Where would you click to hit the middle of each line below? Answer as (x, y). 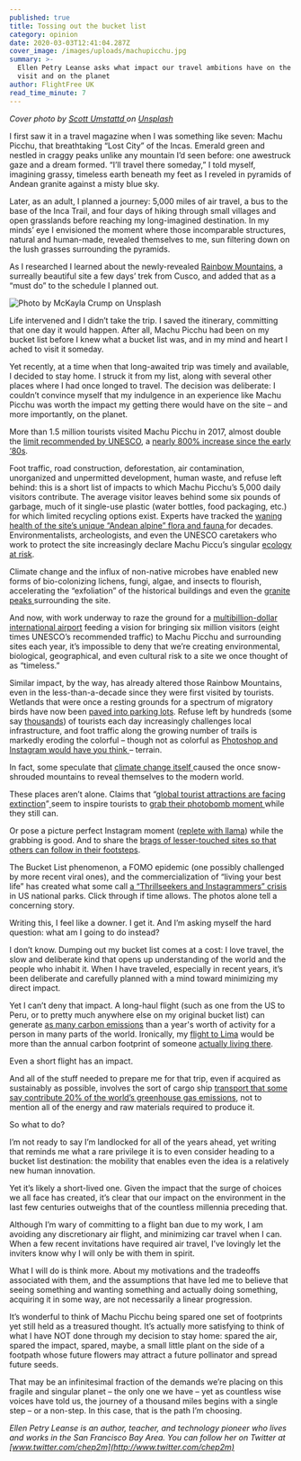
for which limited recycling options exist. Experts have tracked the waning (146, 516)
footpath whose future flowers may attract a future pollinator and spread (143, 1355)
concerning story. (42, 905)
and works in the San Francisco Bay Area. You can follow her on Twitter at (147, 1437)
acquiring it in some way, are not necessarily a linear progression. (131, 1299)
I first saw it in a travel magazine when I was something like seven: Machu (146, 136)
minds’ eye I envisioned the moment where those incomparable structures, (148, 229)
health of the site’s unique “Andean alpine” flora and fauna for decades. (142, 525)
